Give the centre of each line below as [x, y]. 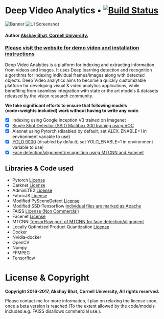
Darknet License [29, 185]
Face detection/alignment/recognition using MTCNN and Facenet [78, 153]
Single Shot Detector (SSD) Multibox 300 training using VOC [73, 125]
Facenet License [29, 216]
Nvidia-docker [27, 237]
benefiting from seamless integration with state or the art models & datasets [82, 91]
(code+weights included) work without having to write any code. [72, 111]
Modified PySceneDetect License [46, 201]
